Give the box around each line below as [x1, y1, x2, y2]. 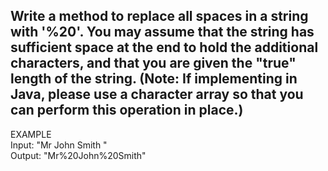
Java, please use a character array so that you [10, 86, 304, 103]
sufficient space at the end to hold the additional [10, 39, 319, 56]
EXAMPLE [10, 128, 52, 140]
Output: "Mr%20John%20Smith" [10, 149, 147, 161]
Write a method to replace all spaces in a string [10, 8, 309, 25]
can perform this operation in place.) [10, 102, 244, 119]
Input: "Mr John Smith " [10, 139, 108, 151]
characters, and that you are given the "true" [10, 55, 297, 72]
